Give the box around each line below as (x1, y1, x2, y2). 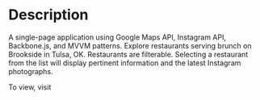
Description (8, 6, 89, 24)
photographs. (8, 66, 54, 76)
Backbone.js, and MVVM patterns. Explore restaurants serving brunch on (8, 40, 252, 50)
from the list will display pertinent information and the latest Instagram (8, 58, 241, 68)
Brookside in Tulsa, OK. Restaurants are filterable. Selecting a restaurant (8, 49, 249, 59)
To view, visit (8, 82, 52, 92)
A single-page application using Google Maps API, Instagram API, (8, 32, 226, 42)
